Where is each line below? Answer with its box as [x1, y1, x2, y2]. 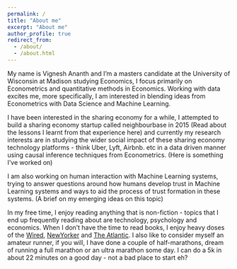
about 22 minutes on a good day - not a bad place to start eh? [7, 253, 188, 262]
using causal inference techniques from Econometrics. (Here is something [7, 150, 224, 159]
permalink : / [7, 10, 46, 18]
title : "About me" [7, 17, 62, 24]
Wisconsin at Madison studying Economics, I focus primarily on [7, 76, 192, 85]
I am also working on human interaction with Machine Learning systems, [7, 171, 219, 181]
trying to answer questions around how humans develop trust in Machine [7, 179, 221, 188]
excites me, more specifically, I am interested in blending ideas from [7, 91, 206, 100]
